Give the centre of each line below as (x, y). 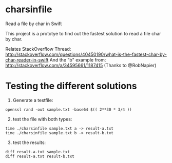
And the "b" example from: (78, 59)
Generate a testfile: (33, 100)
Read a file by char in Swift (34, 24)
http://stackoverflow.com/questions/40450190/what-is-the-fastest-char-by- (86, 54)
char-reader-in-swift (27, 59)
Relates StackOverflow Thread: (38, 49)
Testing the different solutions (71, 86)
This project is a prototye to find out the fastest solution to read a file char (83, 33)
